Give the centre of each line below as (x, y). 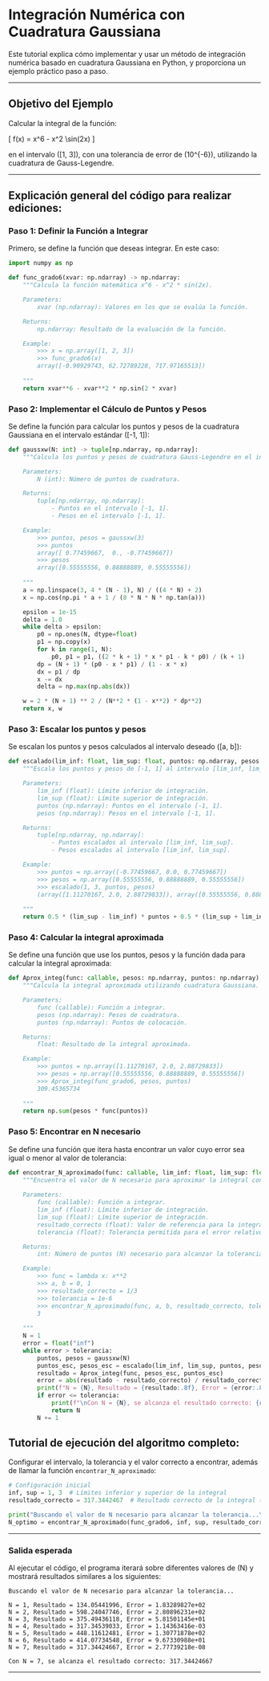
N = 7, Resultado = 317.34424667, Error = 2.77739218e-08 (107, 1647)
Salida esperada (40, 1550)
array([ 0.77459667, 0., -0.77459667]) (105, 553)
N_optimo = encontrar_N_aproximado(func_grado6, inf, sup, (109, 1522)
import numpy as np (41, 263)
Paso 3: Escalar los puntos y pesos (77, 730)
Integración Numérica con (97, 15)
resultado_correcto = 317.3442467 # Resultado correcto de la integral (132, 1500)
